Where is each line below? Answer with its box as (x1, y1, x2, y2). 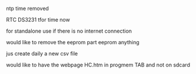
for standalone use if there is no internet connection (6, 27, 132, 34)
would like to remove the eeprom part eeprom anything (6, 39, 139, 45)
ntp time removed (6, 5, 49, 12)
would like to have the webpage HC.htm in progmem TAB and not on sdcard (6, 61, 190, 68)
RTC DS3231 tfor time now (6, 16, 71, 23)
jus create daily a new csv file (6, 50, 78, 57)
